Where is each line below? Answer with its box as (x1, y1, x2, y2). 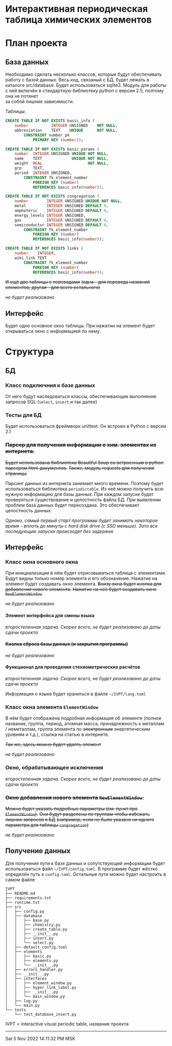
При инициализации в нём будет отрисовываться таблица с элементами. (5, 570, 166, 576)
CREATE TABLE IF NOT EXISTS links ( (5, 246, 83, 251)
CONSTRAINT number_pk (24, 133, 70, 138)
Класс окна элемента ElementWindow (5, 703, 99, 710)
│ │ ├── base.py (5, 918, 50, 923)
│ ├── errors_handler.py (5, 967, 63, 972)
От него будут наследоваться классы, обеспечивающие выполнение (5, 394, 157, 400)
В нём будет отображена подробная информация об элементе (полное (5, 715, 162, 722)
